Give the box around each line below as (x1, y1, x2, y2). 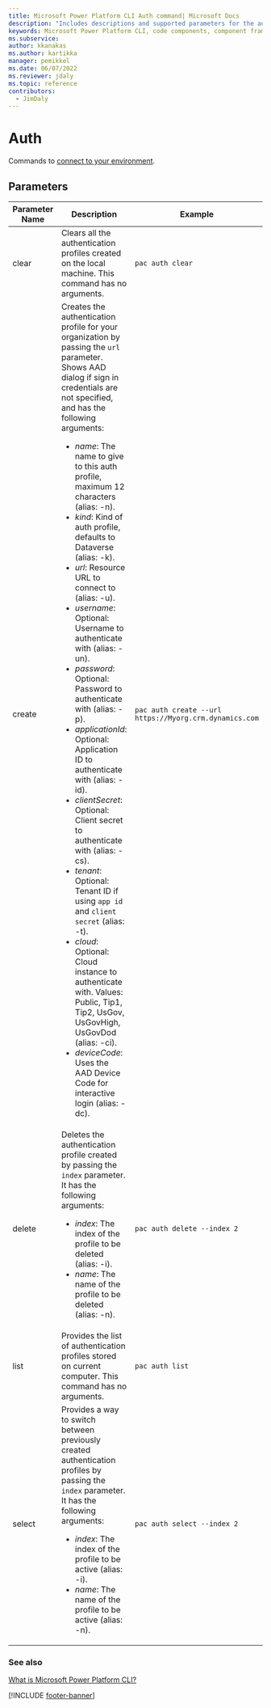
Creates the (60, 301, 106, 312)
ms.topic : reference (8, 79, 78, 87)
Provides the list (60, 1330, 123, 1341)
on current (60, 1360, 101, 1372)
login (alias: (75, 1097, 119, 1109)
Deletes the (60, 1129, 105, 1140)
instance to (75, 966, 118, 977)
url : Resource (75, 562, 126, 573)
